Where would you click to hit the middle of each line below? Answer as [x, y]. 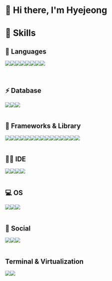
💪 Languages [26, 51]
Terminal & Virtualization [44, 261]
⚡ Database [23, 90]
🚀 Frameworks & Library [43, 126]
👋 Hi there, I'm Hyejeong [56, 10]
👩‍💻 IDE [16, 159]
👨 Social [18, 228]
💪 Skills [21, 33]
